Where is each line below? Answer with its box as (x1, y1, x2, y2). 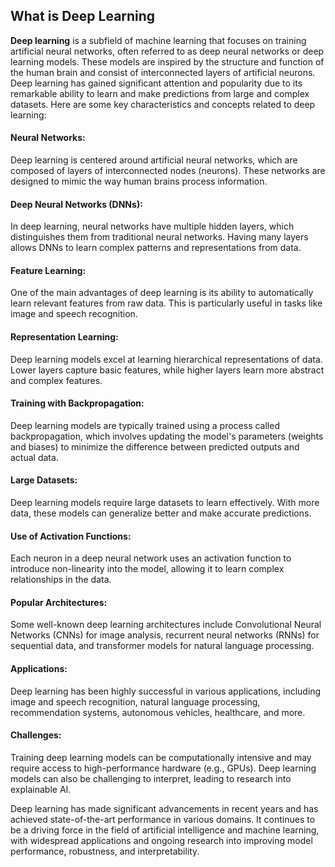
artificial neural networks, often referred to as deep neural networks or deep (10, 45, 325, 57)
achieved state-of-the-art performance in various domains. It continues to (10, 813, 316, 825)
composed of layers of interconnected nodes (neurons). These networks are (10, 165, 326, 177)
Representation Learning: (10, 331, 119, 343)
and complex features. (10, 374, 103, 386)
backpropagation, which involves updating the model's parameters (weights (10, 430, 324, 442)
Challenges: (10, 729, 62, 741)
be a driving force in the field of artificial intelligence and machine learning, (10, 824, 320, 836)
